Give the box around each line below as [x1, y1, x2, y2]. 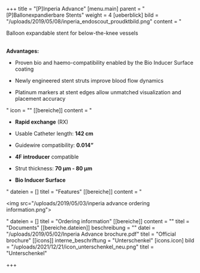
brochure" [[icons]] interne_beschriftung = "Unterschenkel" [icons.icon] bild [6, 237, 195, 244]
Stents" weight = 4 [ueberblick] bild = [65, 11, 159, 19]
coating [14, 65, 34, 73]
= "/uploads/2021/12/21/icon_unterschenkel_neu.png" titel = [6, 243, 154, 250]
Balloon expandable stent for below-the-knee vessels [6, 29, 139, 37]
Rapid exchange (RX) [14, 118, 69, 125]
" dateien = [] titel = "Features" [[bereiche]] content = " [6, 188, 142, 195]
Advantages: [6, 47, 40, 55]
